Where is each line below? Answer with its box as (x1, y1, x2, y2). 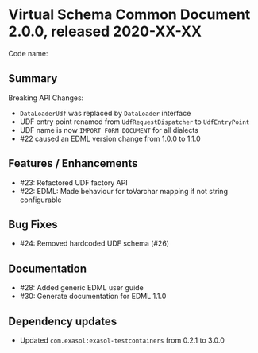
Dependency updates (8, 314, 117, 328)
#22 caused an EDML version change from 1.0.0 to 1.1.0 (19, 134, 201, 143)
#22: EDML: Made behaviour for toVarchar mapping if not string (19, 186, 229, 196)
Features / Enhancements (8, 157, 138, 170)
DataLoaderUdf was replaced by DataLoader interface (19, 108, 191, 118)
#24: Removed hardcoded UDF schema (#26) (19, 239, 169, 248)
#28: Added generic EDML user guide (19, 283, 144, 293)
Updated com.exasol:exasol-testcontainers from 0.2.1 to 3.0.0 (19, 336, 225, 345)
